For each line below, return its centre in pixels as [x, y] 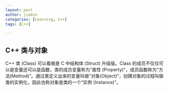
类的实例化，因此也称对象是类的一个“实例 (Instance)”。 [63, 82]
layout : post [19, 10]
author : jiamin [21, 15]
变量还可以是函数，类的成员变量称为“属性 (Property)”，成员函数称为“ [86, 70]
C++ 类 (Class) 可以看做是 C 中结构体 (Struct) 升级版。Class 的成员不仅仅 [82, 63]
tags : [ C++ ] [18, 24]
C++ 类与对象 [27, 50]
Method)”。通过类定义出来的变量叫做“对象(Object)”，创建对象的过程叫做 [88, 76]
